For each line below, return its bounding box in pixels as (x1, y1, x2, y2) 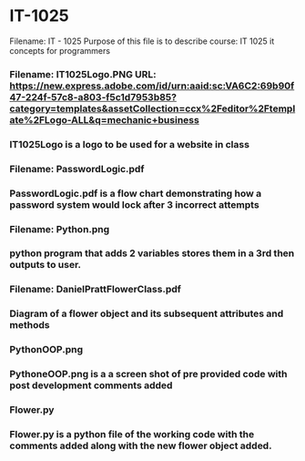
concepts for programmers (9, 45, 111, 56)
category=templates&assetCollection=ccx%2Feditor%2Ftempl (9, 102, 296, 115)
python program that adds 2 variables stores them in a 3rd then (9, 247, 295, 260)
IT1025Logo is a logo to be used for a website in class (9, 138, 250, 150)
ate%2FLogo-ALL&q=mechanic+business (9, 113, 200, 126)
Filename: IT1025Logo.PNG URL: (9, 67, 157, 80)
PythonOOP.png (9, 343, 84, 356)
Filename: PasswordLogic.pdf (9, 162, 145, 175)
